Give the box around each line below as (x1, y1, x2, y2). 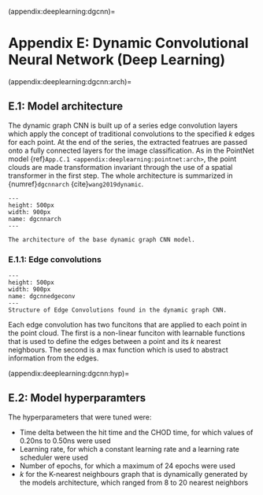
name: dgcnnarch (8, 215, 61, 223)
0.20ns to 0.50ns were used (19, 436, 112, 445)
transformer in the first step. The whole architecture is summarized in (8, 171, 234, 180)
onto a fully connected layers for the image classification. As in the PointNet (8, 146, 254, 155)
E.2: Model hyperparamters (8, 391, 146, 404)
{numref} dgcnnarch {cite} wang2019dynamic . (8, 179, 144, 188)
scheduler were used (19, 453, 89, 462)
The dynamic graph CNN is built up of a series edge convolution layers (8, 120, 238, 130)
